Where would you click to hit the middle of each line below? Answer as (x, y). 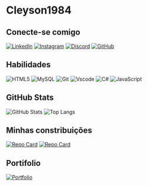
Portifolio (23, 163)
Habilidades (28, 65)
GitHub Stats (30, 98)
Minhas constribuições (49, 130)
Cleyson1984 (39, 10)
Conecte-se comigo (43, 32)
